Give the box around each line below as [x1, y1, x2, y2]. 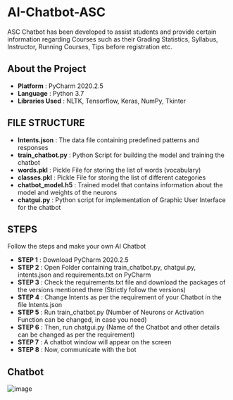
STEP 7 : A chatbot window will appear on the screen [17, 338, 172, 346]
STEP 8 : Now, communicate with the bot [17, 346, 137, 354]
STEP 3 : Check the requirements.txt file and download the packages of [17, 278, 226, 287]
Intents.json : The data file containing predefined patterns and [17, 135, 199, 144]
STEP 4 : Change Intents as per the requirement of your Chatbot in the [17, 293, 222, 301]
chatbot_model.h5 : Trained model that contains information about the [17, 180, 223, 189]
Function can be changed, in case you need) [17, 315, 147, 324]
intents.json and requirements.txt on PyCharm [17, 270, 151, 279]
